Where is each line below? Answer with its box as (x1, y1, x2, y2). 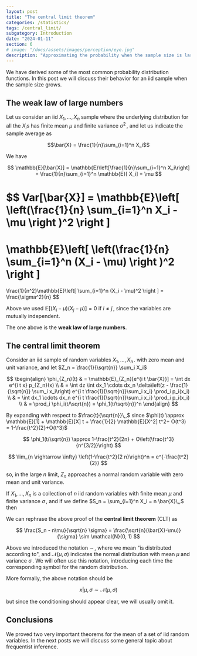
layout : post (6, 8, 38, 15)
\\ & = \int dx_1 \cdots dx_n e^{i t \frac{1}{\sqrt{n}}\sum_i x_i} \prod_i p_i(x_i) (7, 394, 190, 401)
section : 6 (6, 42, 33, 48)
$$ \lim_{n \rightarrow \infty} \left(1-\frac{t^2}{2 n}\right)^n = (8, 453, 155, 460)
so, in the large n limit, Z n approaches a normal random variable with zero (6, 471, 184, 480)
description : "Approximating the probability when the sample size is (6, 52, 182, 58)
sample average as (6, 130, 52, 137)
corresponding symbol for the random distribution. (6, 563, 128, 570)
